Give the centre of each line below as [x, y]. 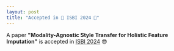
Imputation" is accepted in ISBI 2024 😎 [57, 41]
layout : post [23, 12]
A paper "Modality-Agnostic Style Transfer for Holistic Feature [87, 35]
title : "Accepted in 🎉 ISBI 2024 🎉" [53, 18]
